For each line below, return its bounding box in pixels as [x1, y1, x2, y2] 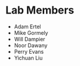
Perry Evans [14, 48, 44, 55]
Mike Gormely [14, 29, 48, 36]
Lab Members [5, 4, 75, 17]
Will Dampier [14, 35, 45, 42]
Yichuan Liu [14, 54, 43, 61]
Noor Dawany [14, 42, 48, 49]
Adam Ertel [14, 23, 41, 30]
